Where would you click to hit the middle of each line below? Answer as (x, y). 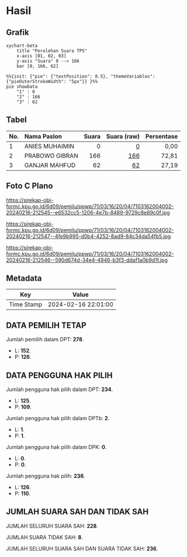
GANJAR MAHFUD (50, 165)
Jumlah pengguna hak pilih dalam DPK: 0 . (56, 447)
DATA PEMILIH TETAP (46, 325)
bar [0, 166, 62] (38, 66)
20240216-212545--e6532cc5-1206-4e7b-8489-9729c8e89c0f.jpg (88, 212)
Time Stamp (26, 305)
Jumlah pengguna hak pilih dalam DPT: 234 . (60, 389)
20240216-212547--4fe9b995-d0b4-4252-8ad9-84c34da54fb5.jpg (89, 236)
